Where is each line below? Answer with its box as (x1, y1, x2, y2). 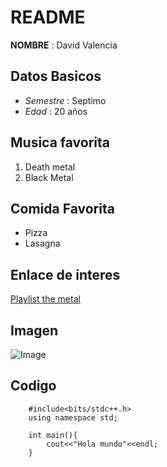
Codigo (10, 377, 57, 395)
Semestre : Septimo (24, 94, 107, 106)
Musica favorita (10, 134, 111, 151)
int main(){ (28, 430, 78, 440)
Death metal (24, 161, 76, 173)
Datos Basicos (10, 68, 102, 85)
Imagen (10, 322, 59, 339)
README (10, 6, 86, 29)
